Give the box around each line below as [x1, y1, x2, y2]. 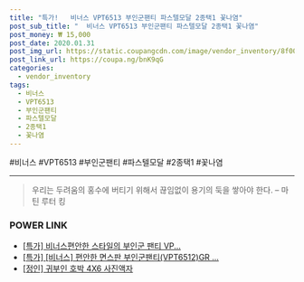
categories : [9, 64, 54, 73]
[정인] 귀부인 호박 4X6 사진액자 [22, 263, 134, 274]
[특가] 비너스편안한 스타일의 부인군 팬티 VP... [22, 240, 181, 251]
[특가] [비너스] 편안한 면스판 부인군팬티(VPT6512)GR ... [22, 252, 220, 263]
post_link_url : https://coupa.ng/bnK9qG [9, 55, 165, 64]
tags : [9, 80, 30, 89]
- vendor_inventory [17, 72, 91, 81]
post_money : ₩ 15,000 [9, 30, 91, 39]
